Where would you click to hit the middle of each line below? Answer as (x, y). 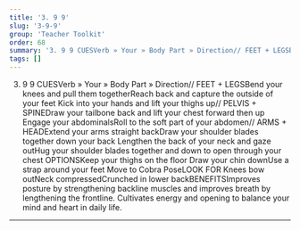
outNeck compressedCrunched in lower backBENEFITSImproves (141, 179)
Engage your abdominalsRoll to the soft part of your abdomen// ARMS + (154, 122)
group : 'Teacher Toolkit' (57, 34)
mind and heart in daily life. (72, 207)
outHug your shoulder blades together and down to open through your (152, 151)
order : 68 (28, 42)
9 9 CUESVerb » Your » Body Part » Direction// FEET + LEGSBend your (152, 84)
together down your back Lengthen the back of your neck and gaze (146, 141)
